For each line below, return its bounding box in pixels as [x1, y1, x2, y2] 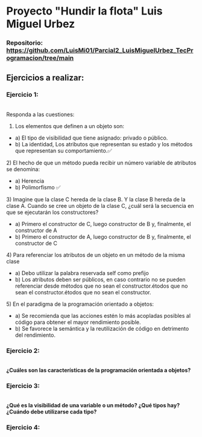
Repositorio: [6, 39, 43, 47]
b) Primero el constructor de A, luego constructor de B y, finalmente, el [14, 233, 191, 240]
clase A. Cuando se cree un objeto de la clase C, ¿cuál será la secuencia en [6, 202, 194, 209]
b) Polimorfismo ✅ [14, 183, 61, 191]
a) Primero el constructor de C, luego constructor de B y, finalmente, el [14, 220, 191, 227]
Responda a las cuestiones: [6, 111, 75, 118]
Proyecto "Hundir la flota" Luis [6, 4, 163, 18]
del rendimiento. [14, 331, 56, 338]
